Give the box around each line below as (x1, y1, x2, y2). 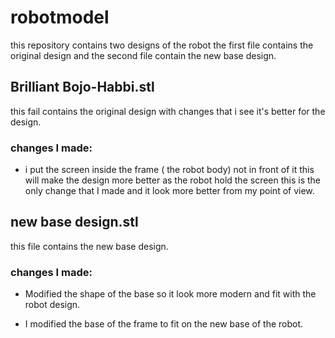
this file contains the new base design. (10, 240, 169, 252)
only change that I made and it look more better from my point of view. (24, 185, 315, 197)
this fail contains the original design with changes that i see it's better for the (10, 105, 326, 117)
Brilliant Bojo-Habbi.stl (10, 79, 155, 96)
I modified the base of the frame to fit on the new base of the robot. (24, 318, 304, 330)
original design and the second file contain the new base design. (10, 49, 277, 61)
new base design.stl (10, 214, 139, 231)
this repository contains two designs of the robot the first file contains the (10, 39, 314, 51)
